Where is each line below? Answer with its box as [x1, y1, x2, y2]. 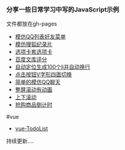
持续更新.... [6, 137, 34, 145]
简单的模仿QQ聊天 [14, 79, 61, 86]
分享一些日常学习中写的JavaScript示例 [6, 5, 120, 13]
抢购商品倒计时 [14, 101, 53, 108]
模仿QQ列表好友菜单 [14, 33, 66, 41]
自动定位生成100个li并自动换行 [14, 64, 91, 71]
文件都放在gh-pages [6, 20, 57, 28]
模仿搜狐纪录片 [14, 41, 53, 48]
